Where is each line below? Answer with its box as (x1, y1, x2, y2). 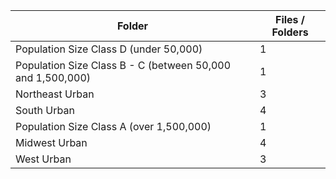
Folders (271, 25, 309, 39)
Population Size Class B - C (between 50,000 (15, 59, 232, 72)
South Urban (15, 104, 75, 117)
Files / (274, 13, 306, 26)
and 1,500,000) (15, 71, 91, 84)
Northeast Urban (15, 87, 95, 101)
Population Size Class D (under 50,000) (15, 42, 203, 56)
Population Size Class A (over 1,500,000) (15, 120, 212, 133)
